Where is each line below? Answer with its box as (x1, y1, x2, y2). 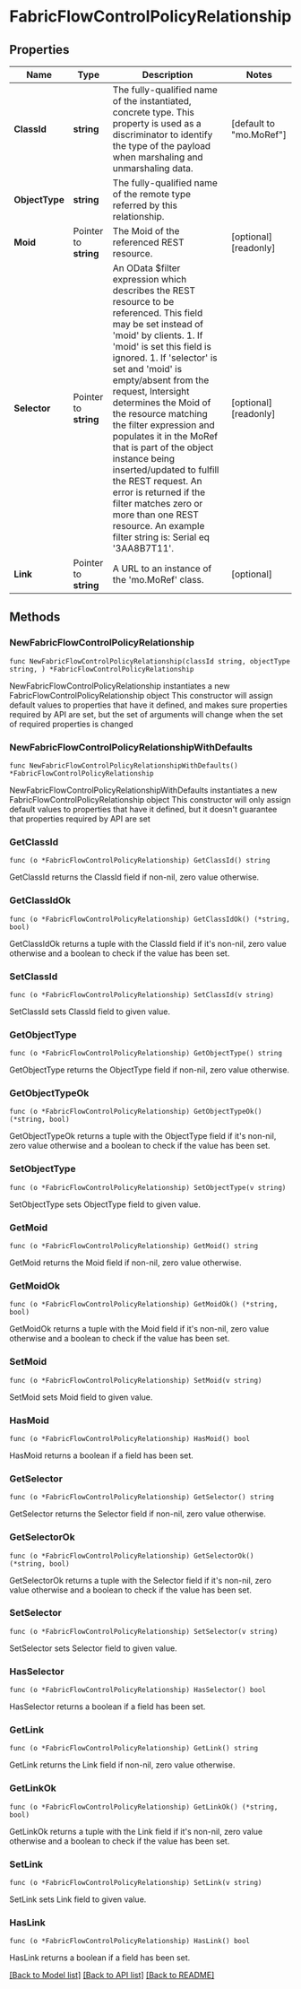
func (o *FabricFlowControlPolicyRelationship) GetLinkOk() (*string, (9, 1802, 279, 1811)
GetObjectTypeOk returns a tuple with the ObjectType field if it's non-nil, (9, 1131, 277, 1142)
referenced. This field (112, 307, 203, 319)
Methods (9, 610, 61, 625)
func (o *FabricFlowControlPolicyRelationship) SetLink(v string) (9, 1879, 262, 1888)
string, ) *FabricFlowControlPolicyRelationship (9, 664, 194, 673)
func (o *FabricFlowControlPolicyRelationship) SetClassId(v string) (9, 990, 275, 999)
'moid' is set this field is (112, 341, 212, 352)
